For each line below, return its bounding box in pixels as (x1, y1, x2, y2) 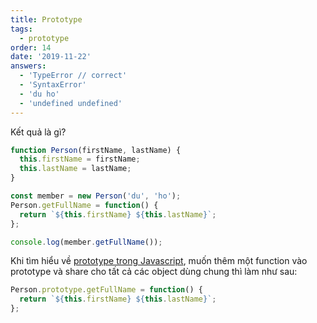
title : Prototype (10, 14, 83, 25)
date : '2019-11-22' (10, 52, 92, 62)
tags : (10, 24, 33, 34)
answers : (10, 61, 47, 71)
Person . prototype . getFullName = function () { (10, 285, 203, 295)
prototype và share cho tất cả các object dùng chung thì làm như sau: (10, 266, 298, 278)
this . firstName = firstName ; (19, 154, 141, 165)
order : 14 (10, 42, 52, 53)
